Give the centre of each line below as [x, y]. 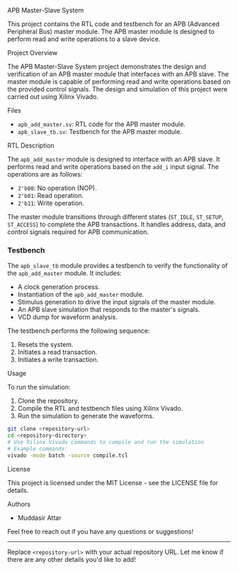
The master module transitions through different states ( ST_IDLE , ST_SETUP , [115, 217]
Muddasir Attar [39, 518]
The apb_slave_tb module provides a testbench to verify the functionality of [118, 266]
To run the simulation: [39, 387]
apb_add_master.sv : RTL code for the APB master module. [101, 124]
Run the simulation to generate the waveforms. [86, 416]
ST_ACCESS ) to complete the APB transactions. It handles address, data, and [117, 224]
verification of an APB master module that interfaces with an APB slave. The [118, 74]
